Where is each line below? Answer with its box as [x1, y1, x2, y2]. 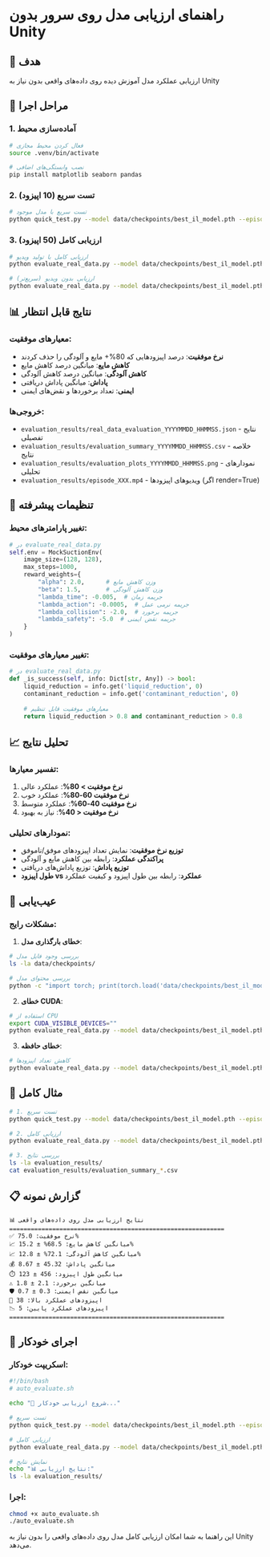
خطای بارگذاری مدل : [20, 937, 83, 946]
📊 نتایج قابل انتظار [9, 305, 91, 319]
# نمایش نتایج [9, 1457, 47, 1466]
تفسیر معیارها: [9, 763, 59, 774]
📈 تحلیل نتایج [9, 735, 69, 749]
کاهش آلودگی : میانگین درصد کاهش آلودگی [20, 368, 147, 378]
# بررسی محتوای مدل [9, 974, 71, 982]
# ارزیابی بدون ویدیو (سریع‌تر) [9, 274, 95, 283]
